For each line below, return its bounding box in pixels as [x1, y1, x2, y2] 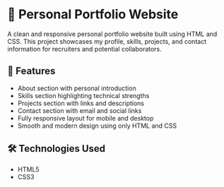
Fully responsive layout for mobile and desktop [17, 114, 154, 122]
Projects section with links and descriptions [17, 99, 145, 107]
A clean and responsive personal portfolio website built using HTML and [7, 30, 218, 38]
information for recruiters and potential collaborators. [7, 44, 163, 53]
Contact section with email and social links [17, 106, 142, 115]
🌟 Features [7, 65, 56, 77]
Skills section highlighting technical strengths [17, 91, 150, 99]
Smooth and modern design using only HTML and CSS [17, 121, 177, 130]
